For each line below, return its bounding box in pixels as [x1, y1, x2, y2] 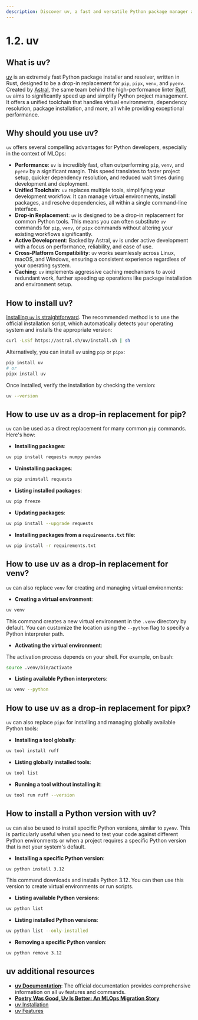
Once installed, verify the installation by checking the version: [6, 381, 156, 388]
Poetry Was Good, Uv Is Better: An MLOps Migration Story [14, 995, 160, 1002]
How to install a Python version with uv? [6, 808, 157, 819]
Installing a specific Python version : [14, 854, 105, 862]
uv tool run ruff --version [6, 792, 75, 798]
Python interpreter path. [6, 630, 65, 637]
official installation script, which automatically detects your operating [6, 320, 174, 327]
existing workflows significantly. [14, 231, 93, 238]
